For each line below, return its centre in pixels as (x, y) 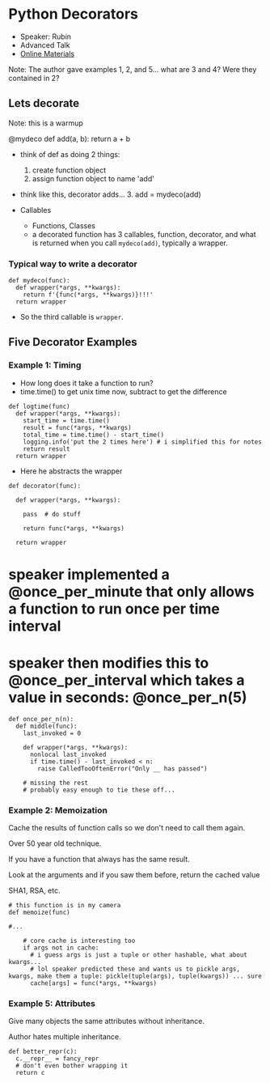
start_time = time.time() (67, 420)
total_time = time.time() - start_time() (93, 435)
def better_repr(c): (43, 1052)
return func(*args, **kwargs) (74, 528)
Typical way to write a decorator (73, 264)
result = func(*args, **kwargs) (77, 427)
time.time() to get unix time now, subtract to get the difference (124, 391)
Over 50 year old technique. (55, 843)
